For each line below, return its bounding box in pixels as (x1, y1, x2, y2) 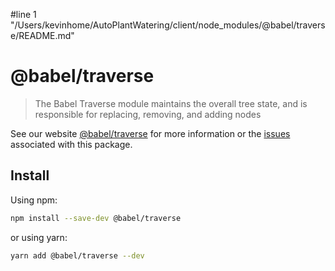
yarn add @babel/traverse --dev (10, 250, 145, 261)
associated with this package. (10, 138, 133, 150)
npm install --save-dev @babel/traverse (10, 213, 182, 223)
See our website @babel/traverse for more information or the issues (10, 127, 291, 139)
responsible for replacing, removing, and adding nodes (34, 108, 262, 120)
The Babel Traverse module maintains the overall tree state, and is (34, 97, 308, 109)
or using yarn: (10, 231, 68, 243)
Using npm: (10, 194, 58, 206)
